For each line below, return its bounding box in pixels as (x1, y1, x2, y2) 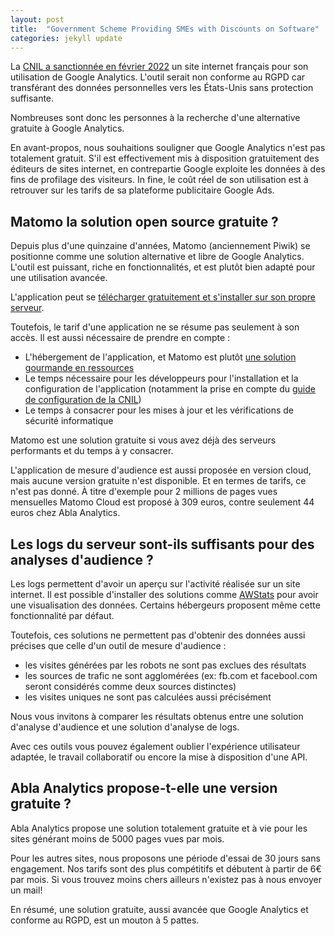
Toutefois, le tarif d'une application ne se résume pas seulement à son (10, 321, 300, 333)
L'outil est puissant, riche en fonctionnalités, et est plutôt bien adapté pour (10, 261, 316, 273)
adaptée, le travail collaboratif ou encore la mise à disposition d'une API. (10, 751, 308, 763)
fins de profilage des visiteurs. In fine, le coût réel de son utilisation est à (10, 174, 309, 186)
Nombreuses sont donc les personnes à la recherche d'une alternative (10, 112, 301, 124)
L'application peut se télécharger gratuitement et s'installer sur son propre (10, 291, 316, 303)
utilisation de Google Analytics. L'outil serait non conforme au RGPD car (10, 71, 306, 83)
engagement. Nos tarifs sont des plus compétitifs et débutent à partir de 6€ (10, 862, 322, 875)
